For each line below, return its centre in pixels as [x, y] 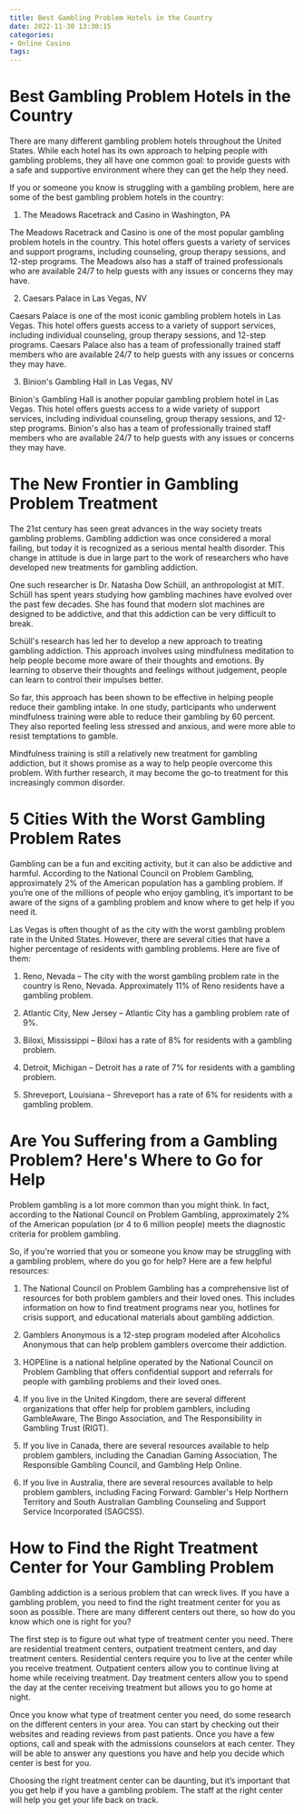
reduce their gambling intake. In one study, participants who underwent [143, 707]
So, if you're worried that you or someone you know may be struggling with [151, 1251]
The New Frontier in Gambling [124, 485]
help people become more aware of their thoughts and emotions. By [137, 660]
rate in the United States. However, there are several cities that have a [140, 939]
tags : [20, 52]
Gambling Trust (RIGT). [65, 1428]
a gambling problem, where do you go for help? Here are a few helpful [141, 1261]
